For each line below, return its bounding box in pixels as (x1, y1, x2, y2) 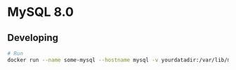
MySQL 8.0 (7, 4, 74, 20)
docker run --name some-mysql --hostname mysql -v (7, 56, 159, 63)
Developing (7, 32, 58, 44)
